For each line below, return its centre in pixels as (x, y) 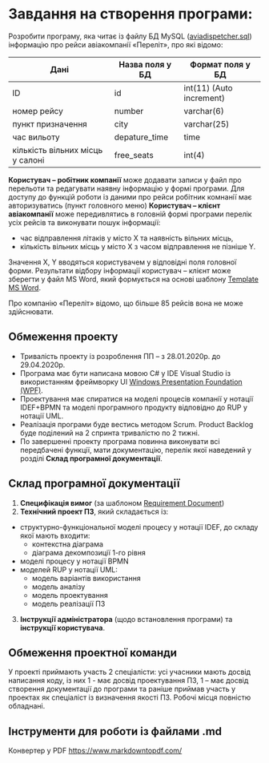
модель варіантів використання (86, 578)
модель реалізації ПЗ (68, 604)
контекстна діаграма (68, 544)
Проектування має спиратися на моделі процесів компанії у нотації (137, 398)
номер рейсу (38, 111)
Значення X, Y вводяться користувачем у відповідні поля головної (122, 262)
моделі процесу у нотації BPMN (74, 561)
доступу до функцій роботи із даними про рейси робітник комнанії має (130, 196)
